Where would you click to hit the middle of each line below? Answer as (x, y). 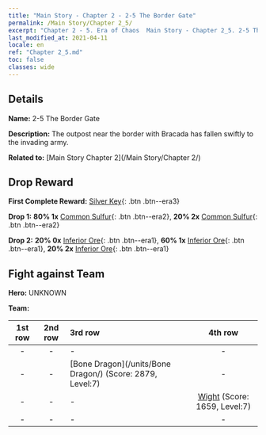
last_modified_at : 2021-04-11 (58, 38)
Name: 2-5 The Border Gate (54, 118)
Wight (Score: (223, 397)
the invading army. (38, 142)
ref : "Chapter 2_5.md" (46, 52)
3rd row (85, 333)
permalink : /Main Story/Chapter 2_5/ (70, 23)
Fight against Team (57, 274)
